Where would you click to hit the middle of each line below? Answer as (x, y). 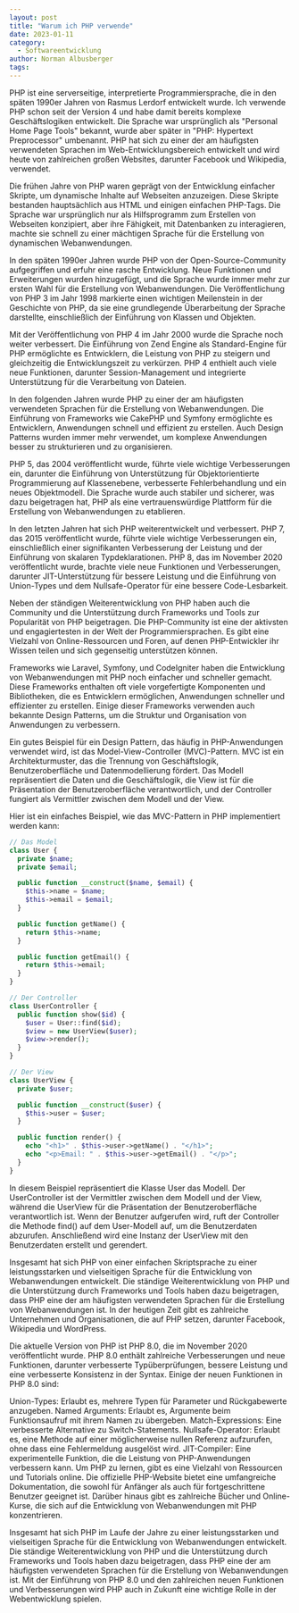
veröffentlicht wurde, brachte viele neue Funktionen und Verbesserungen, (145, 566)
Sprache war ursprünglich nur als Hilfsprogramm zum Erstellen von (133, 214)
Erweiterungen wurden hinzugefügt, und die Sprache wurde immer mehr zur (150, 279)
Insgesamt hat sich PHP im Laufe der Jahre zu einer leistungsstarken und (144, 1532)
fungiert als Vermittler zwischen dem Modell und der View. (117, 798)
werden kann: (34, 825)
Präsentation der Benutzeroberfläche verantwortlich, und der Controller (141, 789)
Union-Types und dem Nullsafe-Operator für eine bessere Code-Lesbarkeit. (149, 585)
